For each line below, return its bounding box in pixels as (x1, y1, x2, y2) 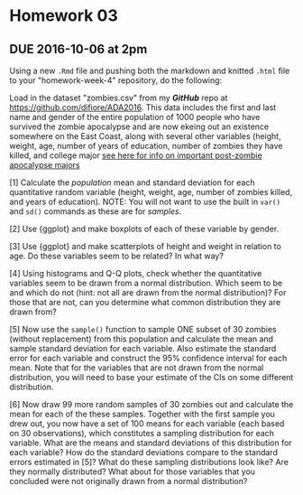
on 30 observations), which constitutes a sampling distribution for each (9, 428, 275, 438)
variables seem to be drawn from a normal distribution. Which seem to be (9, 277, 283, 288)
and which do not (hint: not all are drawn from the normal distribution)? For (9, 287, 287, 298)
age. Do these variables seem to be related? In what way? (9, 250, 224, 261)
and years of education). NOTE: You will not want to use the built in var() (9, 196, 281, 207)
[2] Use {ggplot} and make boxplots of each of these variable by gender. (9, 223, 280, 234)
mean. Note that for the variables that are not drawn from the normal (9, 362, 264, 373)
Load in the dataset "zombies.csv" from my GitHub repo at (9, 92, 228, 103)
